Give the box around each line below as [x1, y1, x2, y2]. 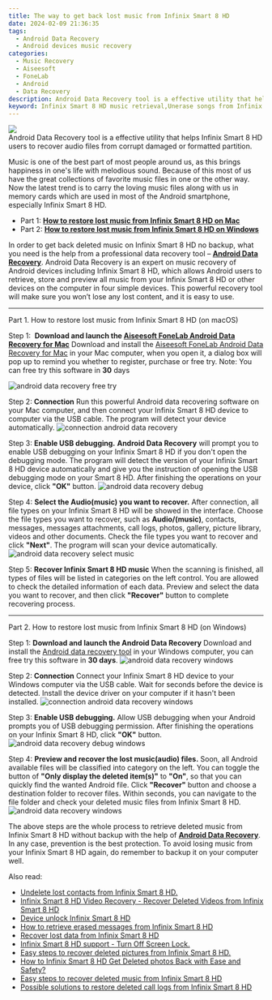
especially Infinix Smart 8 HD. [8, 200, 107, 210]
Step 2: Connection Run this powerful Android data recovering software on [8, 397, 259, 406]
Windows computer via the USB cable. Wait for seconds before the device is [8, 680, 263, 689]
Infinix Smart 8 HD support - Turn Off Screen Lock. [19, 939, 190, 949]
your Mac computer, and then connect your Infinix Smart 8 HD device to [8, 406, 249, 415]
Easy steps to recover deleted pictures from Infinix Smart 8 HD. [19, 948, 232, 958]
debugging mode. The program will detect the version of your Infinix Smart [8, 456, 258, 466]
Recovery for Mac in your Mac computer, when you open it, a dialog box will [8, 348, 262, 358]
